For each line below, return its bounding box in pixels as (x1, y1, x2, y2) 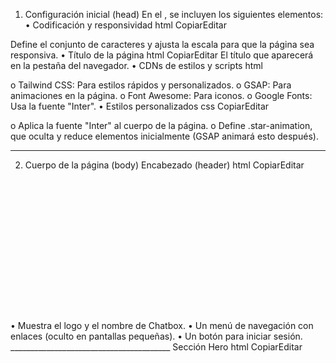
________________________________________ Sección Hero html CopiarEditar (10, 340, 303, 353)
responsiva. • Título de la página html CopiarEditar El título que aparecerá (10, 49, 314, 61)
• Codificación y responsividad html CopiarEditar (24, 19, 227, 31)
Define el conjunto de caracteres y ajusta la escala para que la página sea (10, 39, 315, 50)
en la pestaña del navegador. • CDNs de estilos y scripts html (10, 60, 263, 71)
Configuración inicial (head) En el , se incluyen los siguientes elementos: (24, 9, 324, 20)
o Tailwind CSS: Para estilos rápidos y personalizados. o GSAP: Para (10, 79, 292, 91)
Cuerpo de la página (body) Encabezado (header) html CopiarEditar (24, 159, 305, 171)
